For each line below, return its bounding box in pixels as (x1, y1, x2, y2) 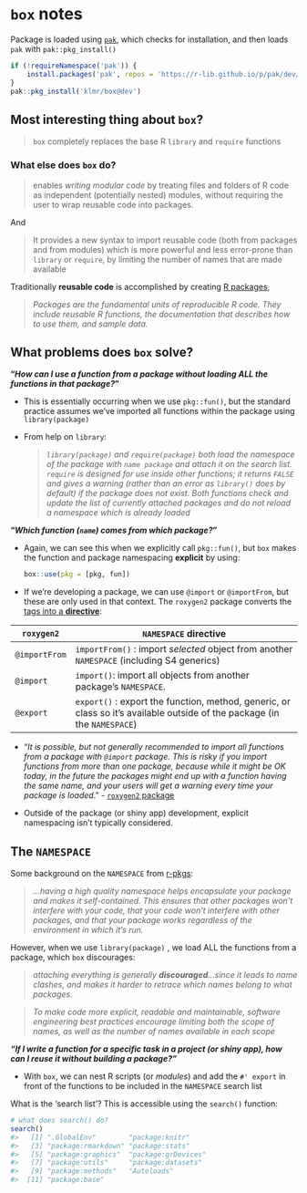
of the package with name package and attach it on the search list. (46, 459, 292, 470)
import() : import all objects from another (75, 669, 250, 682)
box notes (10, 4, 83, 25)
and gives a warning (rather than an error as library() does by (46, 478, 286, 489)
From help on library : (23, 431, 107, 442)
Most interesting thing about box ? (10, 111, 204, 127)
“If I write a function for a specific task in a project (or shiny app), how (10, 1043, 282, 1054)
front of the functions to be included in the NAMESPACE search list (23, 1081, 262, 1092)
